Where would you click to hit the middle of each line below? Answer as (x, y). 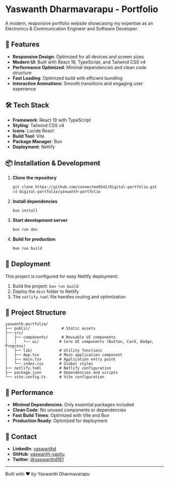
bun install (25, 211)
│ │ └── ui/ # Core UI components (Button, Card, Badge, (80, 342)
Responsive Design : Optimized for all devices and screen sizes (78, 56)
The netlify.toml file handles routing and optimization (69, 296)
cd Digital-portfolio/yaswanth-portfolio (56, 192)
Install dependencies (35, 201)
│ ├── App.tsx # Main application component (64, 355)
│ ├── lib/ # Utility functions (54, 351)
